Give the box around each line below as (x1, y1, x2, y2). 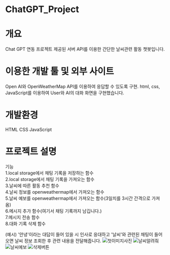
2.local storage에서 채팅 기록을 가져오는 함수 (5, 176, 95, 182)
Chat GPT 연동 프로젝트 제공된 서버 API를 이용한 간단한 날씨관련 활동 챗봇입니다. (5, 46, 165, 52)
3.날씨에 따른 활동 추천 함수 (5, 183, 59, 189)
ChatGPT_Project (5, 4, 80, 15)
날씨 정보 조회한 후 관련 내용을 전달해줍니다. (14, 237, 101, 244)
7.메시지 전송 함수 (5, 214, 40, 220)
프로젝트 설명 (5, 146, 57, 158)
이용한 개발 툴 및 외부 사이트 (5, 66, 114, 77)
